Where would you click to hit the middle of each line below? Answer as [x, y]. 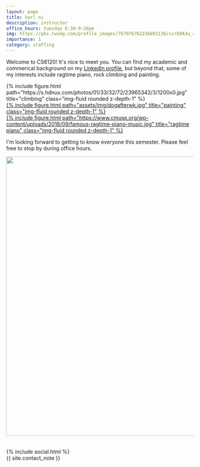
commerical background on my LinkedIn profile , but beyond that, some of [96, 68]
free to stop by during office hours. [49, 148]
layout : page [22, 12]
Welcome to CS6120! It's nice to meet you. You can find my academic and [97, 62]
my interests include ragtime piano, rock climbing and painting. [83, 74]
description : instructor [37, 23]
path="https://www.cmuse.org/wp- [105, 117]
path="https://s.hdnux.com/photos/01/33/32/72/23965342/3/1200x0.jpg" [97, 92]
